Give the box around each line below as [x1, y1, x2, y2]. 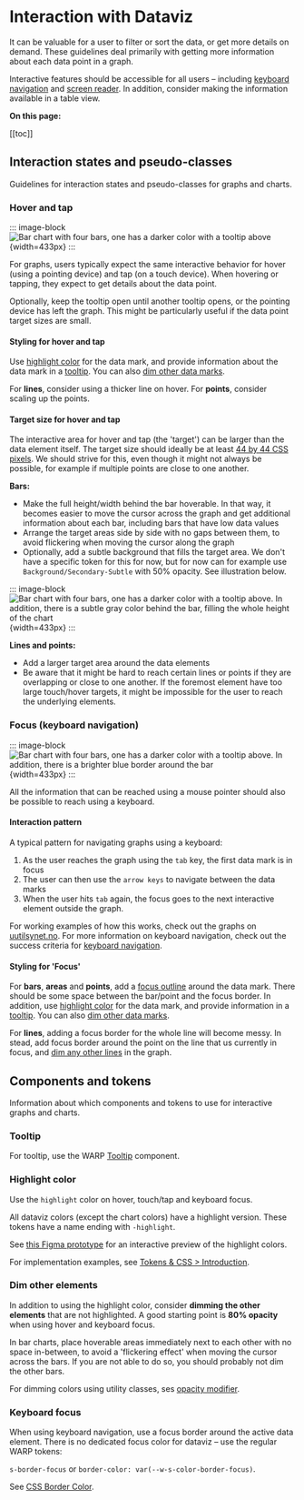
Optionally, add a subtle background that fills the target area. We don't [22, 547, 286, 558]
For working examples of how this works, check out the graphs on [9, 921, 257, 931]
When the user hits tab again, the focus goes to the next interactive [22, 893, 275, 904]
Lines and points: [9, 639, 76, 651]
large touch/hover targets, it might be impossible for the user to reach [22, 687, 283, 698]
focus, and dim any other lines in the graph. [9, 1047, 172, 1058]
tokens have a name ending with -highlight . [9, 1221, 176, 1232]
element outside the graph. [22, 902, 124, 913]
